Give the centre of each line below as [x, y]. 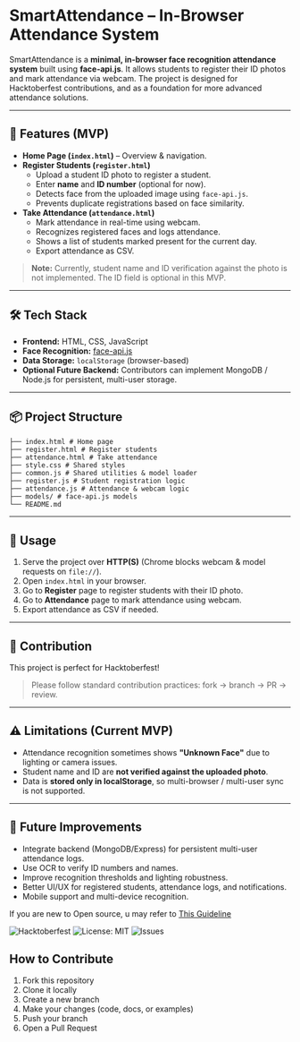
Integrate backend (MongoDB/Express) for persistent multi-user [140, 849]
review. [44, 694]
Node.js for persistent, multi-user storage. [99, 379]
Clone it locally [50, 990]
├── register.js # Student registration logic [97, 481]
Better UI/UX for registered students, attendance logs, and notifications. [154, 886]
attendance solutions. [49, 97]
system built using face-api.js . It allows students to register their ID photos [148, 69]
